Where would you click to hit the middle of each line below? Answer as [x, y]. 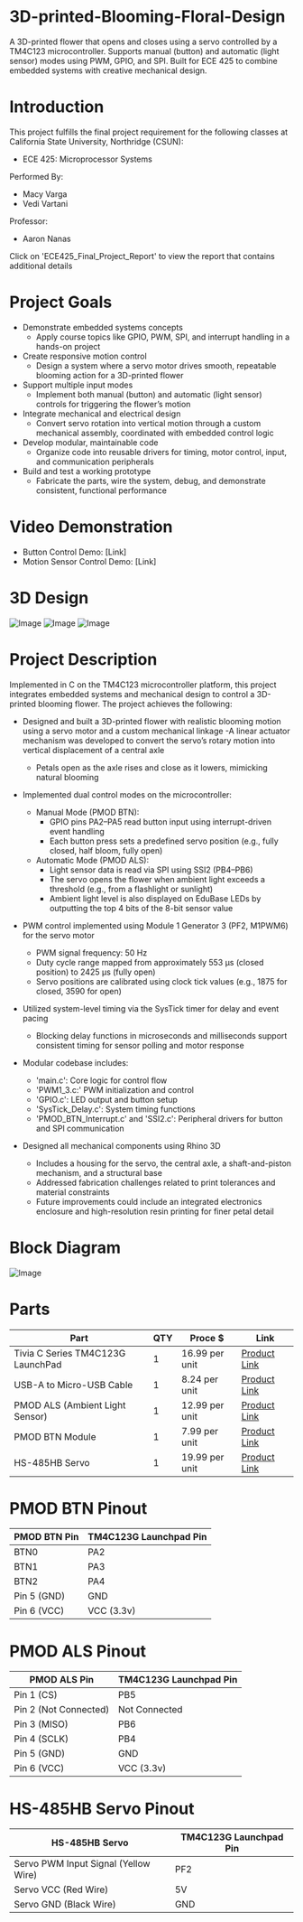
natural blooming [67, 777]
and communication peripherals [95, 462]
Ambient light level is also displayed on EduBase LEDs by [155, 898]
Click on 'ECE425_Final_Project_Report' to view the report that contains [142, 256]
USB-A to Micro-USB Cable [73, 1385]
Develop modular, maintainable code [90, 442]
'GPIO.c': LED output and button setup [107, 1099]
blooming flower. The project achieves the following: [135, 704]
